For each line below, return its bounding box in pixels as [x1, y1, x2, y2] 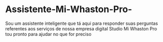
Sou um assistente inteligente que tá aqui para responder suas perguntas [5, 20, 158, 26]
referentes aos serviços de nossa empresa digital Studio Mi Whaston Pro [5, 25, 157, 31]
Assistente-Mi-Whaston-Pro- [5, 4, 133, 15]
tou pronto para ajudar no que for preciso [5, 31, 92, 37]
